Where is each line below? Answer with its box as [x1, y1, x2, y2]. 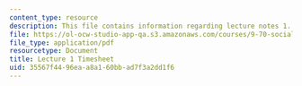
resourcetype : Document [9, 47, 99, 56]
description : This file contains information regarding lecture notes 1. [9, 21, 292, 30]
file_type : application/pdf [9, 38, 115, 47]
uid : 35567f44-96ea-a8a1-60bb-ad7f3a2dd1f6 [9, 64, 175, 73]
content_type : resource [9, 13, 99, 22]
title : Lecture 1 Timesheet [9, 55, 115, 64]
